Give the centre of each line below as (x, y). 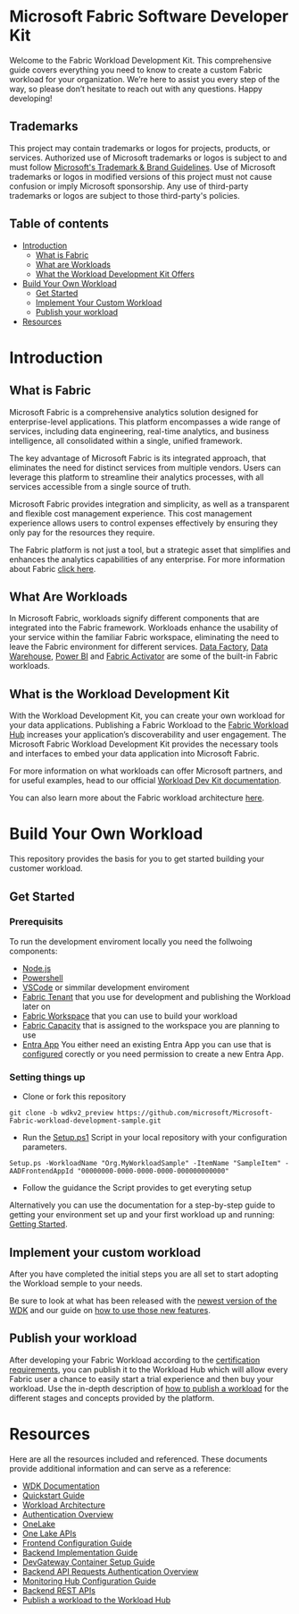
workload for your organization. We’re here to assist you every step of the (145, 79)
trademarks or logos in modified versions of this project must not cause (141, 176)
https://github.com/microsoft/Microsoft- (195, 1113)
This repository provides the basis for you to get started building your (137, 859)
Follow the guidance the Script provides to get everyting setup (137, 1188)
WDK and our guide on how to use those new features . (110, 1310)
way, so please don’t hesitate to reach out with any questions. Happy (136, 89)
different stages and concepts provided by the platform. (112, 1397)
